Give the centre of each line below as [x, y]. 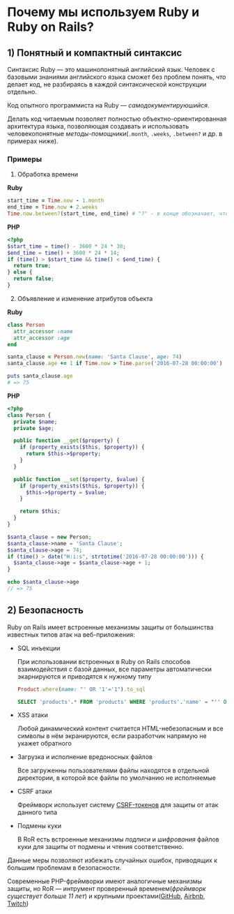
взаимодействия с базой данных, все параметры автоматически [115, 669]
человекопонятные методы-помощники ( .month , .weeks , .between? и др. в [115, 134]
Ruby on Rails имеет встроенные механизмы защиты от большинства [110, 627]
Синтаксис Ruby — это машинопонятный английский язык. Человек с [111, 69]
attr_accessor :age [42, 338]
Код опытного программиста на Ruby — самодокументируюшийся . [109, 105]
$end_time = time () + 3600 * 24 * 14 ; [63, 253]
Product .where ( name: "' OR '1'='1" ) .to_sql [81, 689]
